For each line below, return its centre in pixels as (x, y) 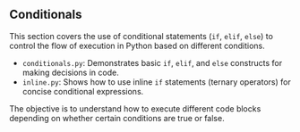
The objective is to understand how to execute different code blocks (135, 108)
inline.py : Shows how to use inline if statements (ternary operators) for (156, 82)
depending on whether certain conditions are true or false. (117, 118)
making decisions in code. (70, 72)
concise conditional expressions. (83, 91)
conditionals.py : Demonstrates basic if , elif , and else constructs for (152, 62)
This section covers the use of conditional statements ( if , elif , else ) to (141, 36)
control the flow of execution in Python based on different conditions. (137, 45)
